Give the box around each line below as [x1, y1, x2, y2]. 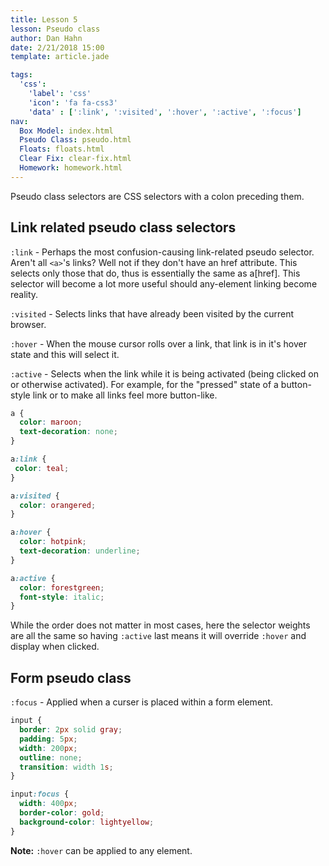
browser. [10, 318, 47, 330]
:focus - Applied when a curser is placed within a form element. [10, 696, 273, 708]
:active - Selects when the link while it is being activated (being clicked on [10, 367, 319, 380]
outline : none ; [19, 752, 83, 763]
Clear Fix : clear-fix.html [19, 154, 132, 164]
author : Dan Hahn [10, 33, 83, 43]
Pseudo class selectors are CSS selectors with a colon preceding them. [10, 190, 305, 202]
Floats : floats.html [19, 144, 105, 155]
